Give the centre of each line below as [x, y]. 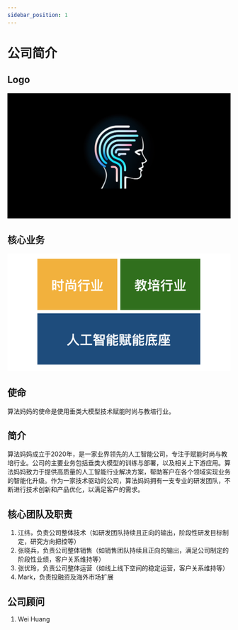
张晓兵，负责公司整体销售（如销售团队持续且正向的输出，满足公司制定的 [123, 550]
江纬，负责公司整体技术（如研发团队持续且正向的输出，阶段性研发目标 [120, 533]
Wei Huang [34, 619]
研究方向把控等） [55, 542]
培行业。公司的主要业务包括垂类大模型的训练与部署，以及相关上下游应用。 [116, 463]
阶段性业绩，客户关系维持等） [61, 559]
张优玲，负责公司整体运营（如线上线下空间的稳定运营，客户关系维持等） [123, 568]
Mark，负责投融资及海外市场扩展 [66, 577]
